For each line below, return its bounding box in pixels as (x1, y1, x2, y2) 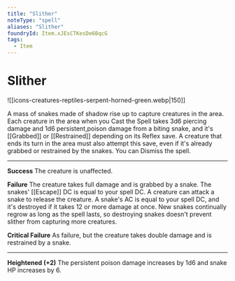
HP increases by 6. (7, 266, 62, 274)
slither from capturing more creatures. (7, 217, 117, 226)
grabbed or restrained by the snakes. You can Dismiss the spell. (7, 146, 191, 154)
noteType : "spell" (7, 17, 61, 24)
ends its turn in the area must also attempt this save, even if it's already (7, 139, 213, 147)
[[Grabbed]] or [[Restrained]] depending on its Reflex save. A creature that (7, 131, 222, 140)
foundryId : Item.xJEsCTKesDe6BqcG (7, 29, 108, 37)
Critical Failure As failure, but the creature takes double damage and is (7, 231, 212, 239)
